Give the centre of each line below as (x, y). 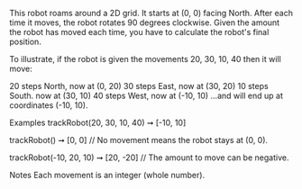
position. (26, 41)
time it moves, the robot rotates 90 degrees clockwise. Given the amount (145, 22)
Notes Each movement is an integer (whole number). (107, 175)
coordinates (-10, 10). (49, 105)
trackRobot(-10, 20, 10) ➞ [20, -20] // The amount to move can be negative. (149, 157)
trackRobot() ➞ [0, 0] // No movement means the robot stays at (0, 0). (139, 140)
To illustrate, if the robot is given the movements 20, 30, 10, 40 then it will (145, 59)
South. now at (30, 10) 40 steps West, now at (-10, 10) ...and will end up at (146, 95)
